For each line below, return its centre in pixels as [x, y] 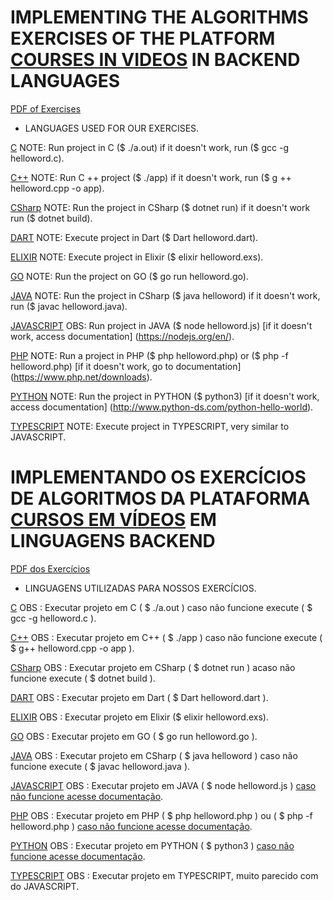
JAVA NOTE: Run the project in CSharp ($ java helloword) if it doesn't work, [165, 295]
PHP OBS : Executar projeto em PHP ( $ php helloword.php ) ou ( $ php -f [161, 815]
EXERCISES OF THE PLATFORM [143, 38]
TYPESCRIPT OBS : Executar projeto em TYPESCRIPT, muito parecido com [164, 875]
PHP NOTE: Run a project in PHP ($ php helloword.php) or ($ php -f [149, 355]
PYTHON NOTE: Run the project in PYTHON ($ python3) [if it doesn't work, [165, 396]
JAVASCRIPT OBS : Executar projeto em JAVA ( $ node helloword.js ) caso [163, 785]
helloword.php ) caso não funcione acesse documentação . [131, 826]
